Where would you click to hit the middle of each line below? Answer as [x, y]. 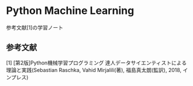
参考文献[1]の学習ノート [35, 27]
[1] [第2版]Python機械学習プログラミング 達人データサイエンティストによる [96, 63]
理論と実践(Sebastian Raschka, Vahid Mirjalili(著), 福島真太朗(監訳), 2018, [94, 70]
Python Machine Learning [70, 11]
